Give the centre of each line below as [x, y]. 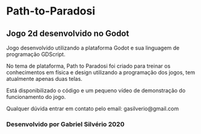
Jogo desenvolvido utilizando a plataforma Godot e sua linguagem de [93, 48]
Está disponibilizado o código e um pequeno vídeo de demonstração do [96, 91]
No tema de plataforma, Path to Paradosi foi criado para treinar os [88, 66]
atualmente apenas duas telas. [44, 79]
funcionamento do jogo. [36, 97]
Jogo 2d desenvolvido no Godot [68, 33]
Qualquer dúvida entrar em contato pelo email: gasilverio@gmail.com [93, 109]
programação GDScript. [36, 54]
